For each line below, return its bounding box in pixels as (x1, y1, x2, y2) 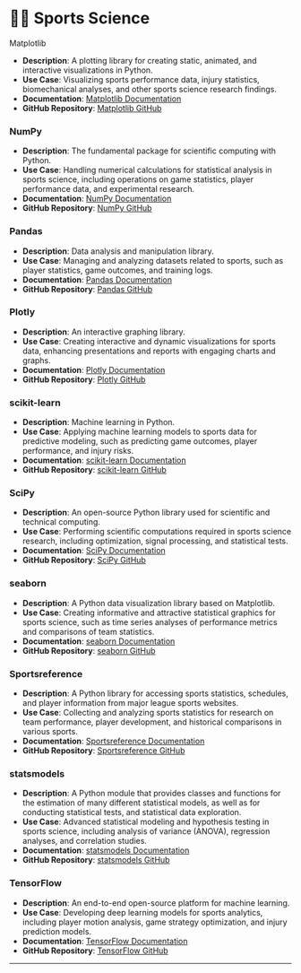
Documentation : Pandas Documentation (21, 274, 173, 285)
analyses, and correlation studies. (21, 836, 148, 847)
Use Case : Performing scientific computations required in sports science (21, 526, 292, 537)
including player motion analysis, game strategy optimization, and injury (21, 917, 288, 927)
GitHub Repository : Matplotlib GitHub (21, 102, 162, 113)
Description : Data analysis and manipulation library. (21, 246, 215, 256)
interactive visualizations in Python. (21, 65, 154, 75)
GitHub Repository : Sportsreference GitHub (21, 745, 185, 756)
